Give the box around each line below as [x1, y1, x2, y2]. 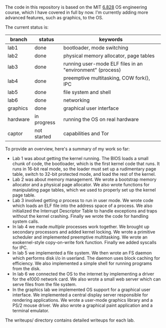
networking [63, 97, 90, 103]
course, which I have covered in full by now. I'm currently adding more [5, 9, 148, 15]
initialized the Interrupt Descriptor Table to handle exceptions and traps [12, 208, 157, 214]
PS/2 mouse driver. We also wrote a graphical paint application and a [12, 302, 153, 308]
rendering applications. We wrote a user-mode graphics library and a [12, 297, 153, 303]
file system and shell [63, 89, 111, 95]
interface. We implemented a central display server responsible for [12, 292, 148, 298]
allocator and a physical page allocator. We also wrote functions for [12, 182, 150, 187]
